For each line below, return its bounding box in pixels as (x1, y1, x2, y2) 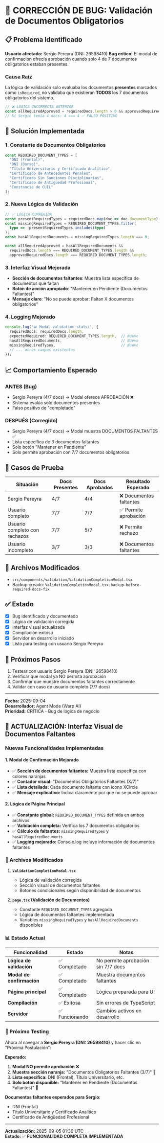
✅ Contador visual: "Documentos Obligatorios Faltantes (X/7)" (12, 778, 139, 784)
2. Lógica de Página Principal (5, 801, 65, 807)
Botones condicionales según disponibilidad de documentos (19, 888, 141, 893)
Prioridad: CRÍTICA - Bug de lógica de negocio (5, 708, 100, 714)
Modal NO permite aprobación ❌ (12, 1063, 80, 1069)
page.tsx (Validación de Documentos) (12, 897, 90, 903)
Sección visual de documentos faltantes (19, 882, 100, 888)
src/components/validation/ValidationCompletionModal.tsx (12, 577, 133, 582)
